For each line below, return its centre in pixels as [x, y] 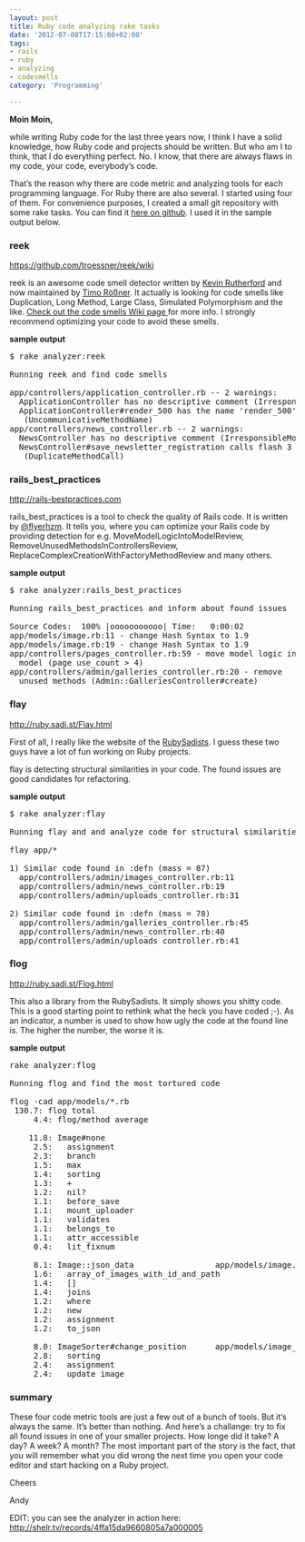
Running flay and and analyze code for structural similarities [156, 831]
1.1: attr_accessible [86, 1237]
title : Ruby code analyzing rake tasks [85, 26]
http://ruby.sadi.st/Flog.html [61, 984]
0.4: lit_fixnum [74, 1246]
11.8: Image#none [67, 1137]
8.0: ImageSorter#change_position [110, 1346]
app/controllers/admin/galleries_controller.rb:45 [134, 922]
